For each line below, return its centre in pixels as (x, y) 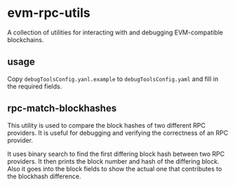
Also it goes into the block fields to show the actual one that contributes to (115, 168)
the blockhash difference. (44, 176)
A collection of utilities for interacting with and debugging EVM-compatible (115, 32)
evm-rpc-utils (49, 13)
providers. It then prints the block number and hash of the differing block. (113, 161)
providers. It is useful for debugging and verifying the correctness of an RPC (118, 133)
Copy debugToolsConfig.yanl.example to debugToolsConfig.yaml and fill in (113, 79)
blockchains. (26, 39)
